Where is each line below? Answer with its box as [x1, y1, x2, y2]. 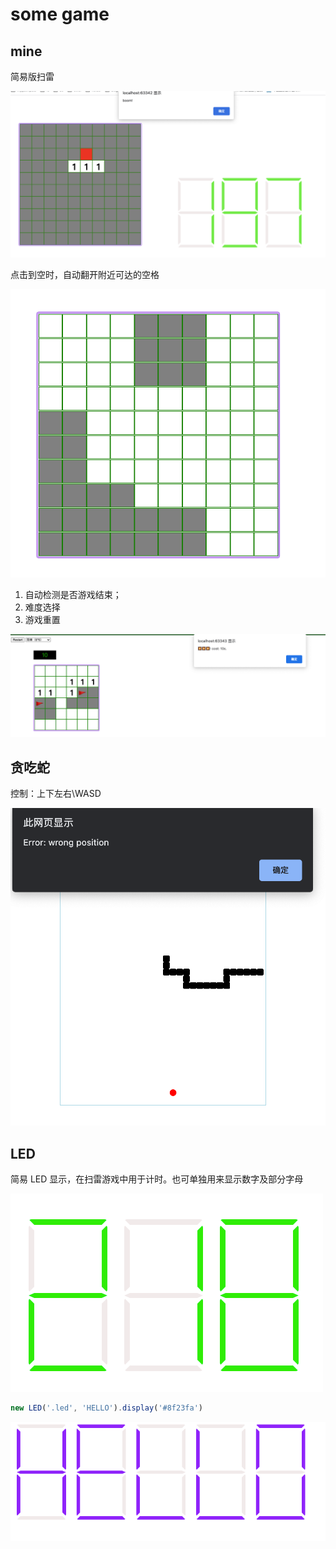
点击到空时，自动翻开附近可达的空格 [10, 269, 160, 281]
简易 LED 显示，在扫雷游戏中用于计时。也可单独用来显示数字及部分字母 [10, 1173, 304, 1185]
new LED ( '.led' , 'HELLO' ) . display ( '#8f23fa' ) [10, 1403, 203, 1413]
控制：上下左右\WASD [10, 788, 102, 800]
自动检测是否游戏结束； [24, 588, 122, 600]
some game [10, 3, 110, 26]
